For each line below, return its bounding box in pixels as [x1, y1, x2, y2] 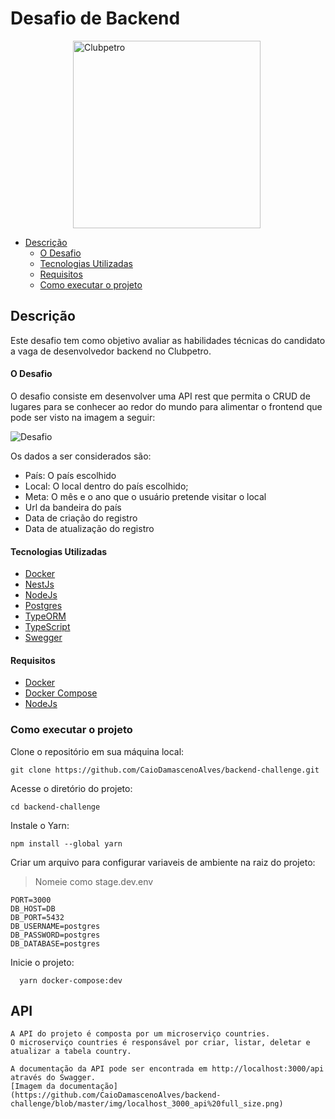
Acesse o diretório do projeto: [10, 782, 133, 794]
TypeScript [24, 621, 71, 633]
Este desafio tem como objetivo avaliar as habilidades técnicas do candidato [10, 334, 326, 346]
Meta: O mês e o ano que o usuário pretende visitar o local [24, 490, 267, 502]
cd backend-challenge [10, 802, 101, 812]
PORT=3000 [10, 895, 52, 905]
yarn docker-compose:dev [19, 975, 123, 986]
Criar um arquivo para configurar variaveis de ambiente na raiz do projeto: [10, 856, 316, 868]
